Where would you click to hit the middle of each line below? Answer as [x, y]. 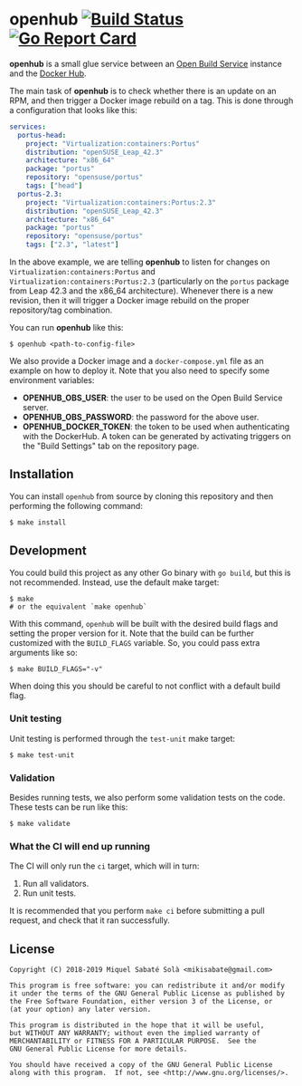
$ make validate [40, 824]
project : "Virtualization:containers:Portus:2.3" [121, 202]
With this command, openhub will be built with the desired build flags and [144, 623]
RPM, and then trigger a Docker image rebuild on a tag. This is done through [151, 101]
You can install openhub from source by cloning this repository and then [142, 496]
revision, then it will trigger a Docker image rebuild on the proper [130, 301]
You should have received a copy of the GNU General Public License [141, 1065]
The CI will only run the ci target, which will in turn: [104, 866]
